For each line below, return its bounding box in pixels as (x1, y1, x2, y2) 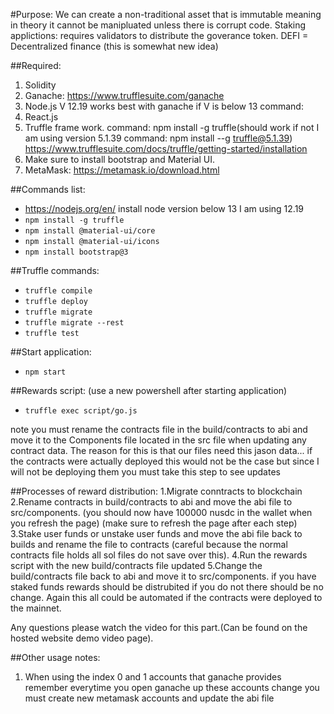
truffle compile (24, 286, 93, 296)
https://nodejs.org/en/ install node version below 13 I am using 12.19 (24, 203, 305, 214)
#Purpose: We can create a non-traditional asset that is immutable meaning (10, 9, 322, 20)
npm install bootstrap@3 (24, 247, 129, 257)
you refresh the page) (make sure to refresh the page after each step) (10, 517, 298, 529)
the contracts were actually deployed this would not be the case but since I (10, 455, 320, 467)
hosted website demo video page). (10, 632, 154, 644)
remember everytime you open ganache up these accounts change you (24, 682, 320, 693)
